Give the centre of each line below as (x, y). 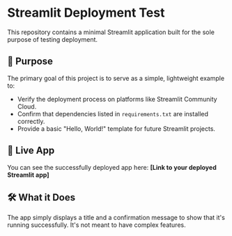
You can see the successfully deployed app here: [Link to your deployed (112, 167)
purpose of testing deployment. (53, 39)
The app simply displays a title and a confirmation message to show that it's (116, 218)
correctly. (31, 121)
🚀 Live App (31, 151)
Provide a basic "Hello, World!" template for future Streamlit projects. (116, 128)
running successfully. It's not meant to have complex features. (96, 225)
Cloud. (27, 107)
